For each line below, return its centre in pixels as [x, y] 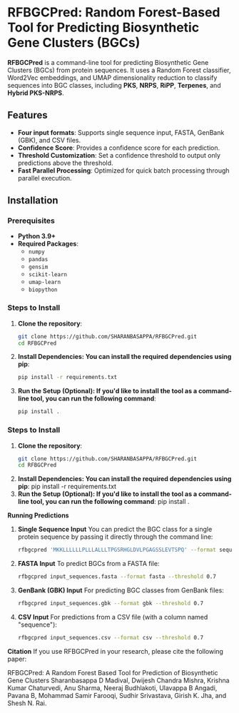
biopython [43, 290]
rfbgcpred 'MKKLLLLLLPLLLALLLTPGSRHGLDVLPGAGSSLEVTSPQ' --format [117, 550]
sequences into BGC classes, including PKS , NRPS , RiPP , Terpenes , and [114, 85]
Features [27, 115]
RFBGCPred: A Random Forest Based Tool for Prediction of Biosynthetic [113, 672]
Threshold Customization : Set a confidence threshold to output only [119, 155]
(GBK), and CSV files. [49, 140]
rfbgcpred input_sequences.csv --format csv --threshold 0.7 [111, 637]
